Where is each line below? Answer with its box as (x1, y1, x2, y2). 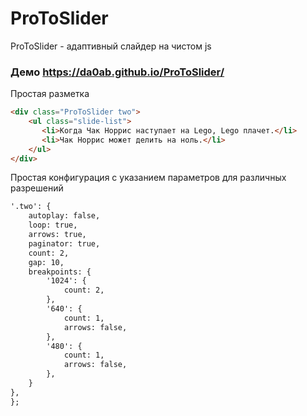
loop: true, (28, 220, 78, 231)
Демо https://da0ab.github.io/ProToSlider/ (10, 65, 225, 79)
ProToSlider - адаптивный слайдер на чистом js (10, 40, 212, 52)
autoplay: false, (28, 211, 101, 221)
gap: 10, (28, 257, 65, 267)
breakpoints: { (28, 267, 92, 277)
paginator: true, (28, 238, 101, 249)
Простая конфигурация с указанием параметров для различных (10, 172, 287, 184)
